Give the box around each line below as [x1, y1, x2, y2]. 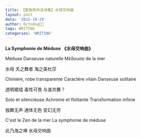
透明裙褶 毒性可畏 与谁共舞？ [5, 86, 66, 93]
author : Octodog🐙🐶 [5, 21, 44, 27]
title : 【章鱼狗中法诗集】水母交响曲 [5, 7, 74, 13]
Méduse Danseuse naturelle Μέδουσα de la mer [5, 56, 106, 61]
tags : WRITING [5, 26, 35, 31]
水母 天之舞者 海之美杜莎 [5, 66, 57, 72]
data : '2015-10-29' [5, 17, 46, 22]
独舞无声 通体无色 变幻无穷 [5, 107, 61, 113]
